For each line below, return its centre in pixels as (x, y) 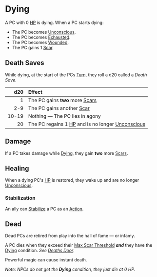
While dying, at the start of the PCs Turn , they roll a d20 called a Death (76, 75)
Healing (17, 168)
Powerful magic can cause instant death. (46, 260)
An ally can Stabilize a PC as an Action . (44, 209)
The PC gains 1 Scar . (33, 47)
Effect (35, 92)
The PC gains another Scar (59, 108)
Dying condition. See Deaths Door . (40, 251)
